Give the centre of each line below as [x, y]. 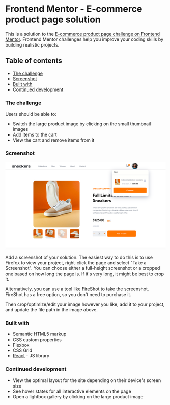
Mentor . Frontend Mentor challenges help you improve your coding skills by [84, 39]
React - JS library [31, 356]
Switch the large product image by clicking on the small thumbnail [82, 124]
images [20, 129]
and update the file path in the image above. [51, 310]
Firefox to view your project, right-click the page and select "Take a [76, 263]
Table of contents [34, 61]
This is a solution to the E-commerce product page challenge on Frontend [83, 34]
